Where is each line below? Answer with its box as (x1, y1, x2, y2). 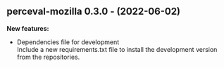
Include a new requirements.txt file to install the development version (16, 45, 218, 53)
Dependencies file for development (16, 38, 120, 46)
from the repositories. (16, 53, 80, 61)
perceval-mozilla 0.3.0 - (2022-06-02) (6, 6, 181, 18)
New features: (6, 24, 49, 32)
